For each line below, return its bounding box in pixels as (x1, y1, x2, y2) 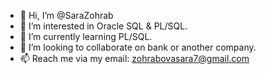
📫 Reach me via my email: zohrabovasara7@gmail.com (19, 53, 250, 64)
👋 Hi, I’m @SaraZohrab (19, 10, 114, 21)
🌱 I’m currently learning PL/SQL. (19, 31, 153, 42)
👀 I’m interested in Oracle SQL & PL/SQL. (19, 20, 188, 32)
